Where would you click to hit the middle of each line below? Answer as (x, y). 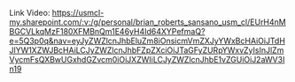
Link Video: (30, 13)
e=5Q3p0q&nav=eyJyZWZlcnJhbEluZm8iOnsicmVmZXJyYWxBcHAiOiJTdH (147, 41)
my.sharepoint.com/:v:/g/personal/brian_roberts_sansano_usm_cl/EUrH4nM (147, 22)
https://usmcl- (78, 13)
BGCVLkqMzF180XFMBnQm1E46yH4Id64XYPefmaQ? (107, 31)
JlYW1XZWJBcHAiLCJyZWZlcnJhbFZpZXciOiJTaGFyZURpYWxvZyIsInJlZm (147, 50)
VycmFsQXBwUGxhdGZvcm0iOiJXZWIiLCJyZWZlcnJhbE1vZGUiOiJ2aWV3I (147, 60)
